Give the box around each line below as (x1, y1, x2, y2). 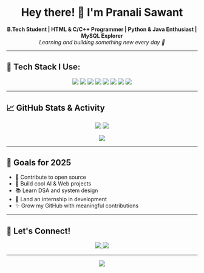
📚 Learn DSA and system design (15, 187, 98, 194)
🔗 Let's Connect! (6, 226, 71, 236)
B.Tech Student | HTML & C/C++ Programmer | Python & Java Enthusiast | (7, 26, 197, 33)
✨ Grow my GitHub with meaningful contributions (15, 202, 139, 209)
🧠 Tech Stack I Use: (6, 62, 81, 72)
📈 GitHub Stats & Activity (6, 103, 105, 113)
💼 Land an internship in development (15, 196, 107, 203)
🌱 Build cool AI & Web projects (15, 180, 92, 187)
